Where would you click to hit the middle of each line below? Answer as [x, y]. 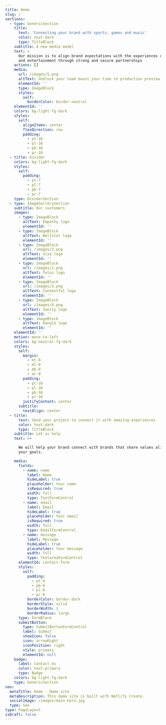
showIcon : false [40, 636]
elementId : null [40, 655]
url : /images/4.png [43, 305]
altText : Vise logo [43, 254]
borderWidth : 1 [42, 608]
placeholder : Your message [55, 548]
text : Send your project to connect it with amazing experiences [87, 420]
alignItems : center [43, 125]
